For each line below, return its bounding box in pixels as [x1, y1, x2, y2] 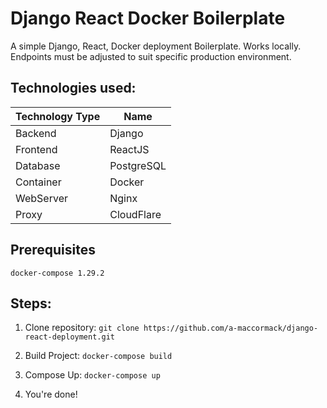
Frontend [15, 142, 58, 156]
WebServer [15, 191, 68, 205]
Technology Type [15, 109, 101, 123]
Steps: [10, 295, 52, 312]
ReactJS [109, 142, 150, 156]
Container [15, 175, 62, 189]
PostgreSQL [109, 158, 167, 172]
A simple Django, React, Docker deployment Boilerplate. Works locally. [10, 40, 302, 52]
